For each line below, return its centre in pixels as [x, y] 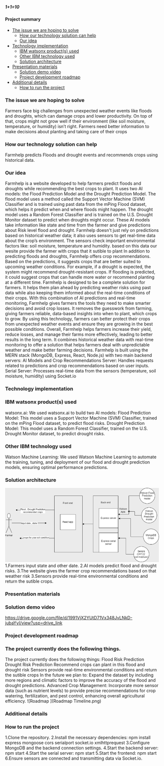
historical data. [20, 160]
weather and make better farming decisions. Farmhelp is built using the [77, 350]
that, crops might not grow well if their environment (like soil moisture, [75, 121]
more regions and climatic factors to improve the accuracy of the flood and [81, 680]
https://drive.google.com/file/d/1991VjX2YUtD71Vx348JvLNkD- [69, 618]
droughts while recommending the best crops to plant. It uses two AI [74, 189]
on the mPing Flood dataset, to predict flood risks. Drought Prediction [75, 423]
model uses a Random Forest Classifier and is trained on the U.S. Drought [79, 215]
